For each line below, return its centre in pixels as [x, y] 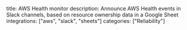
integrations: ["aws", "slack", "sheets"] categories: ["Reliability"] [86, 21]
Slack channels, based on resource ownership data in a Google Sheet [92, 15]
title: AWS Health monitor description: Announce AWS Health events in [94, 9]
